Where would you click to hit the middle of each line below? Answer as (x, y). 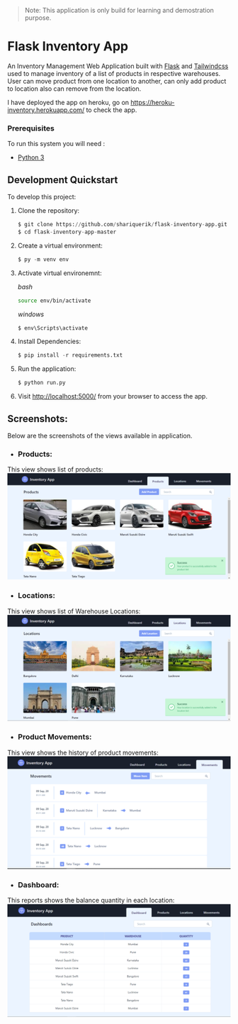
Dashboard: (38, 884)
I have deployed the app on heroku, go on (68, 102)
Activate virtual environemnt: (59, 273)
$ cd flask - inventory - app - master (67, 232)
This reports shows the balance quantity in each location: (91, 901)
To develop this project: (42, 197)
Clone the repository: (49, 211)
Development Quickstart (63, 180)
